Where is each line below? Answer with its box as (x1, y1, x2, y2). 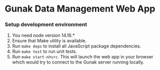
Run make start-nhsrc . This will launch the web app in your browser (12, 54, 153, 60)
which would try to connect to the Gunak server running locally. (12, 59, 144, 65)
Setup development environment (5, 21, 87, 28)
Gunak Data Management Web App (5, 3, 155, 15)
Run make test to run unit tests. (12, 48, 77, 54)
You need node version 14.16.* (12, 32, 75, 38)
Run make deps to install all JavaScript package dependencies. (12, 43, 142, 49)
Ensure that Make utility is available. (12, 38, 87, 44)
